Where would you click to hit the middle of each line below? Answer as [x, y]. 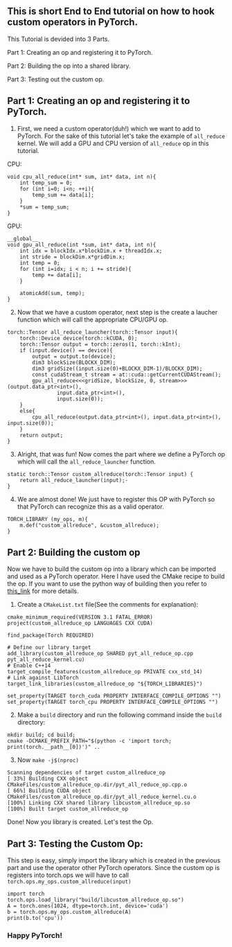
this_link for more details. [43, 591]
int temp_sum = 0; [46, 183]
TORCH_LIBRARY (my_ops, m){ [48, 519]
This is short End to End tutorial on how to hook [111, 11]
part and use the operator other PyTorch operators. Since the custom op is [114, 868]
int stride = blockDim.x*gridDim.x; [73, 257]
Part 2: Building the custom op [74, 552]
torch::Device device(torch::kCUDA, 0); [79, 338]
